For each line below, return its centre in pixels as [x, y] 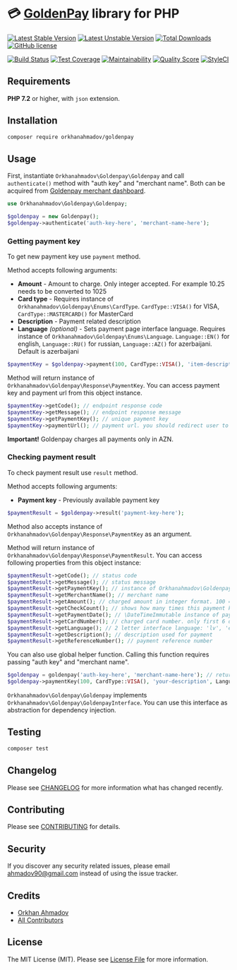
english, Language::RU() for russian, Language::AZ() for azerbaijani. [115, 344]
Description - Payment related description [79, 321]
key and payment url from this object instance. [75, 393]
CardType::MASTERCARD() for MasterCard [75, 314]
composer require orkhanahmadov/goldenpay [71, 137]
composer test [28, 748]
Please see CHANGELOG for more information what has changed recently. [115, 787]
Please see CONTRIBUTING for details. [64, 827]
